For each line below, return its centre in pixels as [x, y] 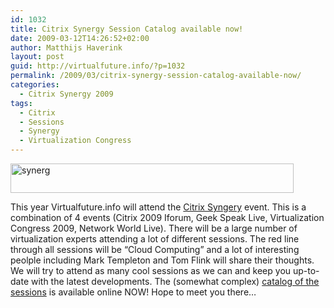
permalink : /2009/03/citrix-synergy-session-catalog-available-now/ [156, 76]
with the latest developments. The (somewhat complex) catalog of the [175, 281]
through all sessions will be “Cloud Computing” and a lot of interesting [155, 249]
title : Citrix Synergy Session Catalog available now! [127, 29]
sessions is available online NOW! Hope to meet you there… [133, 292]
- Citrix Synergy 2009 [66, 94]
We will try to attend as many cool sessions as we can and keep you [151, 270]
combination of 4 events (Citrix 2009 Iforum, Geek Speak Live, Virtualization [167, 217]
